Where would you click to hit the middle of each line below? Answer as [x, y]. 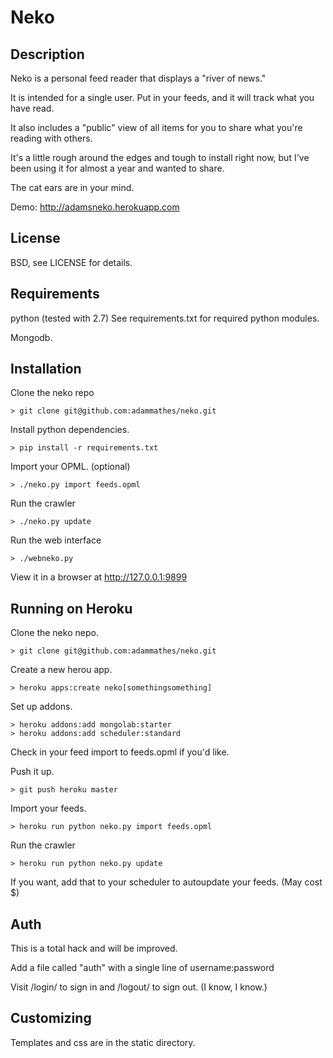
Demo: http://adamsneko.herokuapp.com [95, 207]
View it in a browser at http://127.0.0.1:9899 [99, 577]
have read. [32, 108]
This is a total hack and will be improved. [94, 948]
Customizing [51, 1018]
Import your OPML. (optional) [70, 467]
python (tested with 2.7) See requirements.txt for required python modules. [165, 318]
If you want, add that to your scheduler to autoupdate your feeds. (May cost [166, 882]
